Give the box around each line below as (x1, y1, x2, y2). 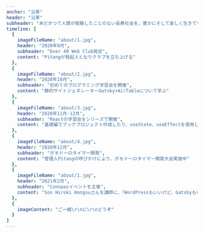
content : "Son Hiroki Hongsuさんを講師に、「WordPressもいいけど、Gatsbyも (17, 189, 197, 195)
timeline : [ (6, 25, 36, 32)
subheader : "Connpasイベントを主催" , (17, 184, 106, 190)
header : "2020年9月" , (17, 43, 70, 49)
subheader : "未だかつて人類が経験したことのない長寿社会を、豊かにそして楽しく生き (6, 20, 192, 26)
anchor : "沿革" (6, 8, 43, 15)
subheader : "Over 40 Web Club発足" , (17, 49, 108, 55)
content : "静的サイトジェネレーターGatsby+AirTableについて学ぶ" (17, 88, 169, 94)
